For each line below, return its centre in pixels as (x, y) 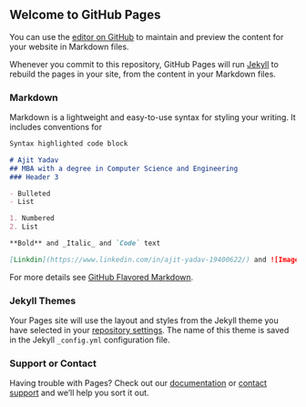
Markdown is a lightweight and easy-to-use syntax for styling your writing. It (153, 117)
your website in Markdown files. (69, 46)
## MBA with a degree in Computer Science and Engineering (124, 168)
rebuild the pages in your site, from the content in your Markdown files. (143, 74)
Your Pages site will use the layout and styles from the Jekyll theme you (144, 321)
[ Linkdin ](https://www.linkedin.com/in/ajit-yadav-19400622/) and (138, 259)
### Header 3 (34, 177)
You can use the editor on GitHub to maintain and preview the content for (147, 36)
